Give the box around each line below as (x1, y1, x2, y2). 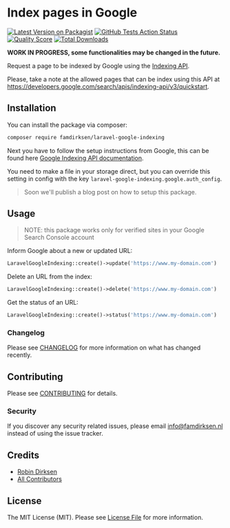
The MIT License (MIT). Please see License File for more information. (7, 514, 203, 522)
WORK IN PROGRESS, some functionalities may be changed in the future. (7, 48, 220, 57)
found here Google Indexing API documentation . (7, 154, 144, 162)
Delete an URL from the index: (7, 272, 93, 281)
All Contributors (17, 475, 62, 483)
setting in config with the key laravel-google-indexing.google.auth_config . (7, 174, 222, 183)
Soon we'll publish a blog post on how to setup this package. (23, 187, 197, 196)
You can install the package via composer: (7, 121, 127, 129)
